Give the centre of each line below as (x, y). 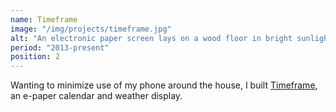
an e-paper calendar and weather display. (96, 96)
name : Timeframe (44, 19)
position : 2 (35, 57)
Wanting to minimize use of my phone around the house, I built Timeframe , (164, 85)
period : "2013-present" (60, 47)
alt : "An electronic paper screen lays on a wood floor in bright (151, 38)
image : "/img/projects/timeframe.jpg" (91, 29)
